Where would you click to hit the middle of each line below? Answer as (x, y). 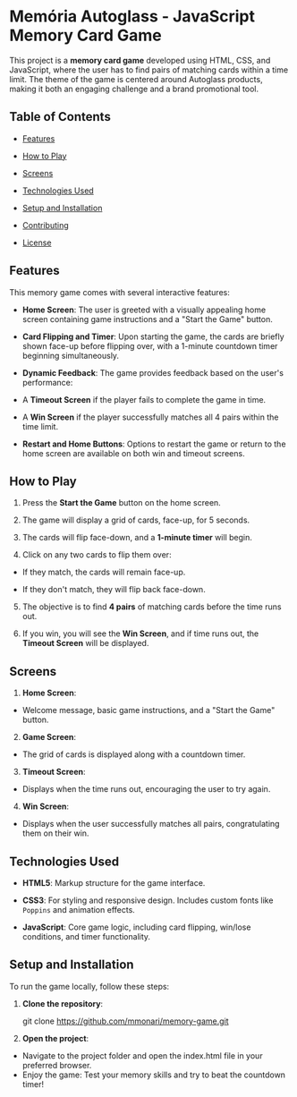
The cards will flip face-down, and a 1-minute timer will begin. (137, 538)
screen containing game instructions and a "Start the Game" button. (147, 319)
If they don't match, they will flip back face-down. (114, 590)
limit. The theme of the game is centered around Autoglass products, (136, 79)
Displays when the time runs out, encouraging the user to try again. (146, 789)
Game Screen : (49, 737)
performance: (47, 382)
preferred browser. (57, 1065)
